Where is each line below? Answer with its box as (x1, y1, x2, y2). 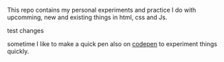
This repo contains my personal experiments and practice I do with (7, 6, 197, 14)
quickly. (7, 48, 30, 55)
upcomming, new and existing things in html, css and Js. (7, 13, 168, 21)
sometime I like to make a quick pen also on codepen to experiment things (7, 40, 218, 48)
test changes (7, 27, 45, 34)
